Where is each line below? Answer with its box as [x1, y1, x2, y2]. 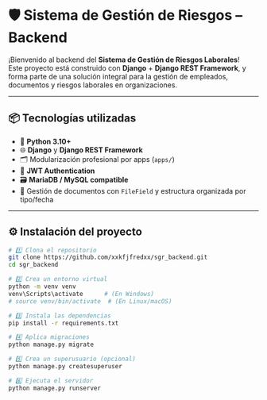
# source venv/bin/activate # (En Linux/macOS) [8, 297, 172, 306]
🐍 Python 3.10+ [19, 137, 72, 146]
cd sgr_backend [8, 261, 59, 269]
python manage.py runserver [8, 384, 102, 392]
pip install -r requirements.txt [8, 319, 119, 327]
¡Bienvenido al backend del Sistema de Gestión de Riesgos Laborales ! [8, 55, 240, 64]
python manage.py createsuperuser [8, 363, 123, 371]
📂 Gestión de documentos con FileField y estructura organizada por [19, 186, 246, 195]
